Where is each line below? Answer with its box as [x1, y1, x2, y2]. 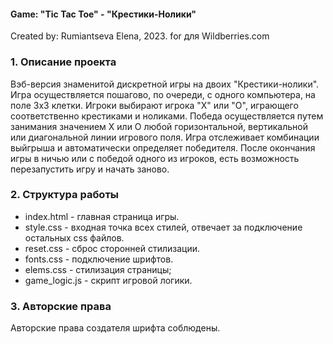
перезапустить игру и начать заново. [10, 163, 170, 175]
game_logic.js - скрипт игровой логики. [24, 274, 193, 286]
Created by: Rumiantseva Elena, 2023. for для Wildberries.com [10, 30, 270, 42]
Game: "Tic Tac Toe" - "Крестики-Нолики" [10, 8, 197, 20]
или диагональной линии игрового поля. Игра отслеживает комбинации [10, 131, 320, 143]
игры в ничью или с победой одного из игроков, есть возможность [10, 152, 300, 164]
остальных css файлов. [24, 231, 125, 244]
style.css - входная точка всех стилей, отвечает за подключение [24, 221, 303, 233]
